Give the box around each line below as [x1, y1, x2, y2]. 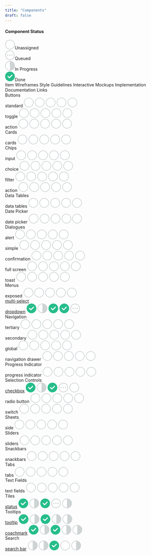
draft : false [5, 13, 32, 18]
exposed [5, 293, 23, 298]
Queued [15, 55, 31, 61]
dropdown [5, 309, 26, 314]
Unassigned [15, 45, 39, 50]
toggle [5, 113, 18, 119]
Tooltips [5, 508, 21, 514]
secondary [5, 335, 27, 341]
